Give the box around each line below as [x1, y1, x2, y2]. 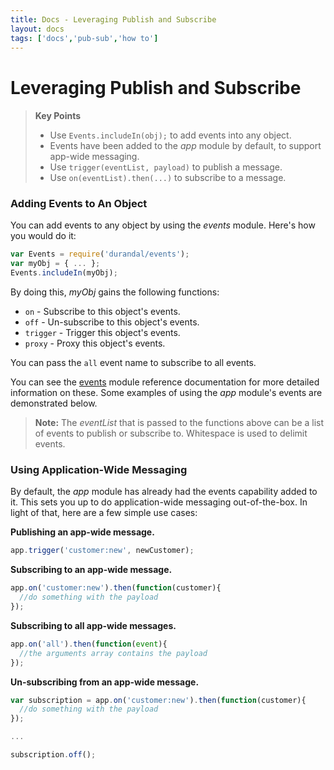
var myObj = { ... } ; [10, 259, 101, 269]
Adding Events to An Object [10, 197, 148, 211]
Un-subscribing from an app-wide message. [10, 676, 200, 688]
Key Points [34, 110, 82, 122]
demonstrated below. [10, 397, 98, 410]
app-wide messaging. [49, 151, 140, 163]
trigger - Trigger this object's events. [24, 327, 181, 339]
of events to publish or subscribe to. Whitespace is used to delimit [34, 427, 308, 440]
